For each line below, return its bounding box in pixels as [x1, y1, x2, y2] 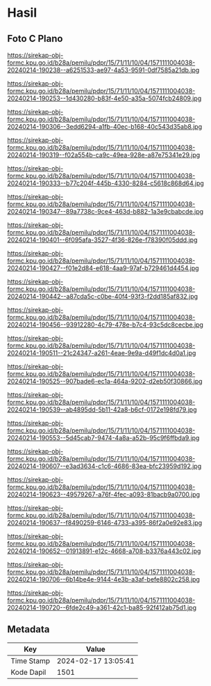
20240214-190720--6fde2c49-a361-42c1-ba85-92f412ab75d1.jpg [7, 604, 196, 611]
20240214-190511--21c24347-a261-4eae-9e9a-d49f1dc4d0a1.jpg [7, 349, 196, 357]
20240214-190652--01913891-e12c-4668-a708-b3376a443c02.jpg [7, 547, 201, 555]
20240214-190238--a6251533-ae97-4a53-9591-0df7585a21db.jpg [7, 66, 200, 74]
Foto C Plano [7, 33, 63, 45]
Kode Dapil [10, 667, 47, 677]
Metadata [7, 623, 50, 635]
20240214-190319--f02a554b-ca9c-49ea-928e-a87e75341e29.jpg [7, 151, 201, 159]
